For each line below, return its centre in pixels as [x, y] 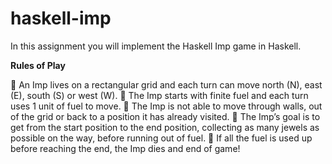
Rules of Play [38, 65]
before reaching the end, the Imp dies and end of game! [125, 148]
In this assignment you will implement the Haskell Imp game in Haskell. [156, 46]
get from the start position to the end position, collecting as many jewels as [165, 127]
